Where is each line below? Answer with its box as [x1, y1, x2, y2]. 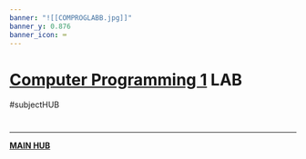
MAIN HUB [9, 140, 51, 151]
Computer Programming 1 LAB [9, 69, 243, 90]
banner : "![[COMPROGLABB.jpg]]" [9, 13, 132, 23]
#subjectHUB [9, 99, 60, 110]
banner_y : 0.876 [9, 22, 71, 31]
